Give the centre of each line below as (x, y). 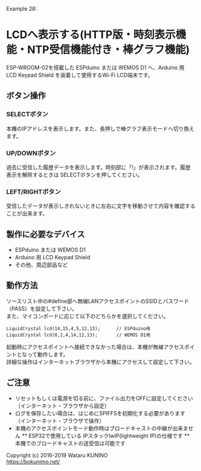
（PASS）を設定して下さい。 (42, 308)
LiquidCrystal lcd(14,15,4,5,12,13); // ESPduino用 (79, 328)
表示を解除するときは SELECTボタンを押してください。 (75, 175)
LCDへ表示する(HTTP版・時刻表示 (91, 35)
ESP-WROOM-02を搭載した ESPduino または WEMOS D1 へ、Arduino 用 (95, 67)
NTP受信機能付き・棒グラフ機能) (109, 50)
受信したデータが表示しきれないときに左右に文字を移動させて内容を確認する (101, 206)
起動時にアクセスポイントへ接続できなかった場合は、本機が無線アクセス (95, 347)
